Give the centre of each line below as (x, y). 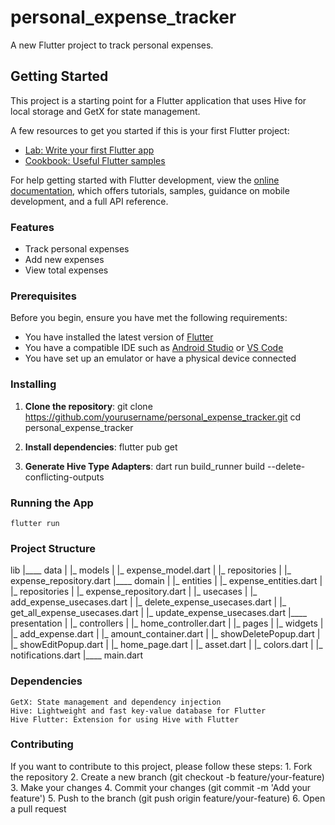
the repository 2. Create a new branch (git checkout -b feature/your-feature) (167, 777)
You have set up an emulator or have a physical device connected (160, 358)
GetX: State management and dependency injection (116, 702)
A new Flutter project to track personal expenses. (112, 45)
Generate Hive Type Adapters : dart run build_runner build (145, 466)
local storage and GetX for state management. (105, 111)
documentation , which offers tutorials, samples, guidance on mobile (150, 190)
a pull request (38, 808)
